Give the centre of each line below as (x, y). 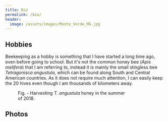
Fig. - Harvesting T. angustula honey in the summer (71, 93)
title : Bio (17, 10)
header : (13, 19)
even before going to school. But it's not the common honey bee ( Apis (78, 62)
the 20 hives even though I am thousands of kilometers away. (69, 83)
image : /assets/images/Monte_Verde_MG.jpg (55, 24)
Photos (17, 114)
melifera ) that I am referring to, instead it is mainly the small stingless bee (81, 67)
